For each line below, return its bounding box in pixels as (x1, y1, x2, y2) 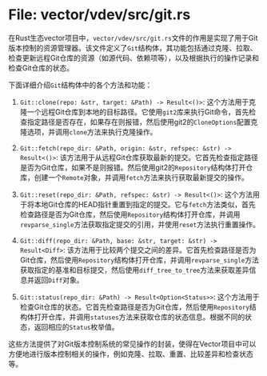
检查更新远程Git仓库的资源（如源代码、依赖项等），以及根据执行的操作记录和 (8, 53, 260, 62)
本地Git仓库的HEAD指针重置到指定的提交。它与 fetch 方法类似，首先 (34, 199, 256, 209)
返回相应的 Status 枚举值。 (34, 322, 119, 331)
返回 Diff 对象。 (34, 274, 84, 285)
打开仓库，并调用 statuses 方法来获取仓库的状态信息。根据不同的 (34, 312, 245, 322)
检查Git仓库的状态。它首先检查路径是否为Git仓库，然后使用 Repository (19, 302, 250, 311)
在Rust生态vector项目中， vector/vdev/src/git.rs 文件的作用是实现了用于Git (8, 33, 258, 42)
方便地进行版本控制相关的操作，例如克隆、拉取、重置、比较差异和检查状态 (8, 349, 253, 358)
